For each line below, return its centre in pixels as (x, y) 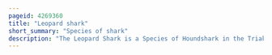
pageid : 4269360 (36, 16)
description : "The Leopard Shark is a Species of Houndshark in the (126, 38)
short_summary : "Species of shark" (68, 31)
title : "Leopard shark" (49, 23)
